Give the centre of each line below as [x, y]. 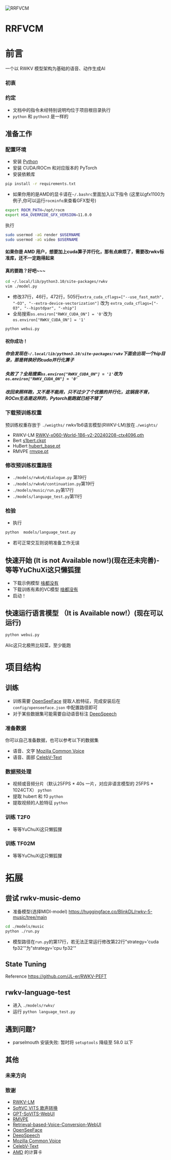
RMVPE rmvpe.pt [30, 451]
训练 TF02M [20, 844]
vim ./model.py [21, 286]
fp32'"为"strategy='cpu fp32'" [44, 948]
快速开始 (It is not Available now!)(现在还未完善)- [82, 560]
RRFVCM [24, 29]
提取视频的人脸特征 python [40, 803]
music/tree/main [30, 917]
